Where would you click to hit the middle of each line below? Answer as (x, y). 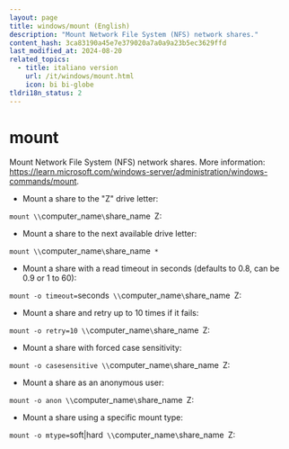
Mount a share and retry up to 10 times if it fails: (110, 313)
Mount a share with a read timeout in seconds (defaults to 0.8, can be (151, 269)
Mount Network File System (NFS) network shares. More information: (137, 162)
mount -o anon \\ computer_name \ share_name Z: (102, 400)
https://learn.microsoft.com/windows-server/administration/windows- (139, 172)
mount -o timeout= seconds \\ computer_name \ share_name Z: (126, 296)
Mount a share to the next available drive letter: (109, 234)
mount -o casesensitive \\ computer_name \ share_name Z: (120, 365)
